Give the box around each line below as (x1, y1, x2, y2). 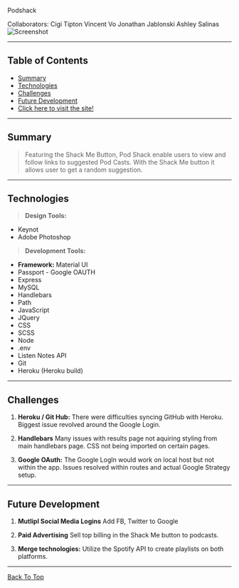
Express (17, 276, 42, 284)
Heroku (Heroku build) (17, 366, 84, 375)
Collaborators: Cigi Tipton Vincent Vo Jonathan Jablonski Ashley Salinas (7, 20, 219, 28)
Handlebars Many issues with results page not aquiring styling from (17, 434, 218, 443)
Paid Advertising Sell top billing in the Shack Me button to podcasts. (17, 531, 219, 540)
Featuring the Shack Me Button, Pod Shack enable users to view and (24, 150, 226, 159)
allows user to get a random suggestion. (24, 165, 143, 174)
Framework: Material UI (17, 260, 88, 269)
